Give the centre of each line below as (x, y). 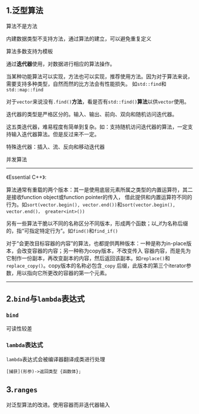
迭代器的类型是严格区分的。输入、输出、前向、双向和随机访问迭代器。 (92, 114)
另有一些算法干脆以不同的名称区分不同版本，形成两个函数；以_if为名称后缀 (97, 223)
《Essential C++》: (26, 177)
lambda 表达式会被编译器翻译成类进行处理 (56, 359)
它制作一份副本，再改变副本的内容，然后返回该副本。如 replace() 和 (88, 258)
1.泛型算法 (25, 11)
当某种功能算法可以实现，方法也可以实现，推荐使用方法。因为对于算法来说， (99, 76)
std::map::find (25, 90)
